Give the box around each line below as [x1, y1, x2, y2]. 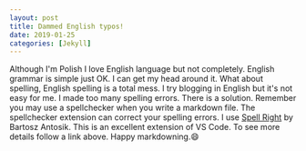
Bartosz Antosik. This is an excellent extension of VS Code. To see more [9, 122, 280, 133]
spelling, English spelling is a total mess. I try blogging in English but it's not [9, 83, 293, 94]
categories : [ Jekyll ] [9, 38, 92, 48]
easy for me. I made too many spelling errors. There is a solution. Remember [9, 93, 297, 104]
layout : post [9, 13, 59, 23]
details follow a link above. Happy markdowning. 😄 [9, 131, 199, 142]
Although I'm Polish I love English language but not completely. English [9, 64, 275, 75]
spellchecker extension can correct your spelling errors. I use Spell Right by [9, 112, 294, 123]
